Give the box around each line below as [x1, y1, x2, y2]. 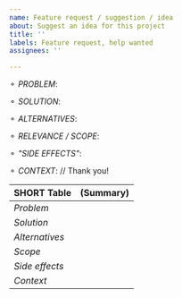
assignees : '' [9, 47, 62, 55]
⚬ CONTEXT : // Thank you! [9, 166, 110, 176]
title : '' [9, 30, 46, 38]
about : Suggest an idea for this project [9, 21, 166, 30]
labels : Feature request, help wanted [9, 38, 153, 47]
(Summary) [79, 187, 129, 200]
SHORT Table [13, 187, 71, 200]
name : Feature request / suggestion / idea [9, 13, 174, 22]
